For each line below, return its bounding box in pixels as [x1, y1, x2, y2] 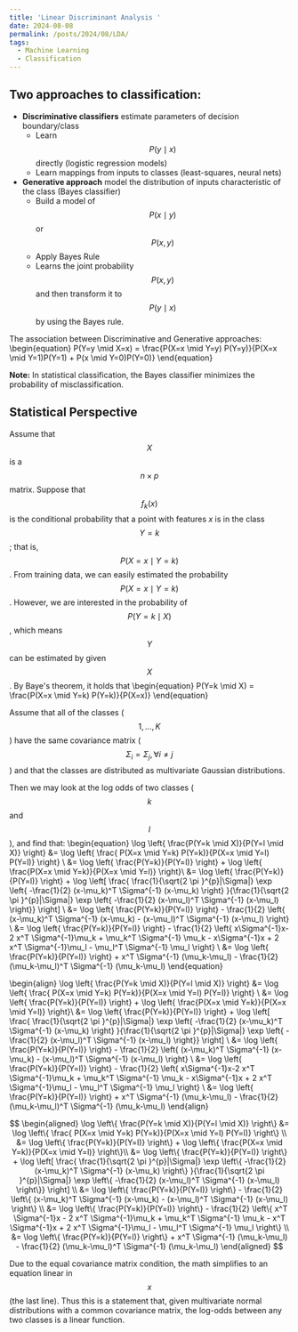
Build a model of [35, 195, 96, 206]
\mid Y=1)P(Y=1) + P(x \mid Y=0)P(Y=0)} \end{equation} [9, 352, 213, 363]
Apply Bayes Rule [35, 251, 101, 262]
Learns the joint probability [35, 260, 134, 271]
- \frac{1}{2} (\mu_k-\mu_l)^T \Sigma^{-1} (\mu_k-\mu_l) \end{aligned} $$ [15, 1241, 284, 1252]
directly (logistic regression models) [35, 157, 167, 168]
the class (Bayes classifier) [21, 186, 122, 197]
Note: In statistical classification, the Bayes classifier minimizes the [9, 369, 255, 380]
